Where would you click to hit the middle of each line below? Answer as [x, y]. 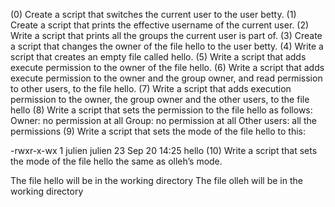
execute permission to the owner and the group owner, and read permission [166, 78]
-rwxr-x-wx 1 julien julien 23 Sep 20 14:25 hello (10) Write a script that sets [164, 150]
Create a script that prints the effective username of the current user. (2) [160, 25]
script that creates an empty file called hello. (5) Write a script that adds [158, 57]
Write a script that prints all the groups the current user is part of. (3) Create [166, 35]
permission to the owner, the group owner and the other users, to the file [160, 99]
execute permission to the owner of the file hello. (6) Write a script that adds [167, 67]
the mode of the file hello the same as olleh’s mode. [116, 161]
